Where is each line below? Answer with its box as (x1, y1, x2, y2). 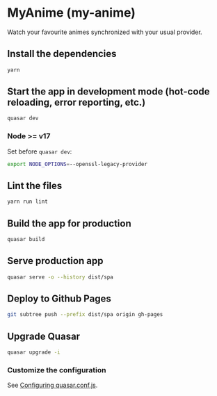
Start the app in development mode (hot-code (7, 85, 210, 98)
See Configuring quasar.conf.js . (7, 381, 98, 390)
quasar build (7, 236, 45, 242)
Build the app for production (7, 217, 131, 229)
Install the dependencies (7, 48, 117, 60)
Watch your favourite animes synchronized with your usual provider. (7, 28, 203, 36)
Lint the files (7, 179, 63, 192)
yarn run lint (7, 198, 49, 206)
